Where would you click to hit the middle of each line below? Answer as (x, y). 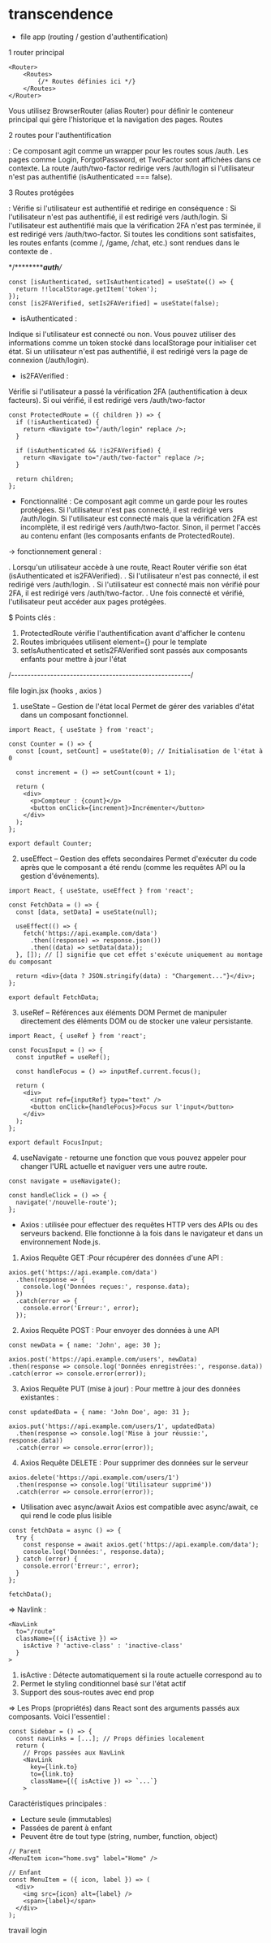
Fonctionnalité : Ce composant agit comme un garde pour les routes (134, 501)
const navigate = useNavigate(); (65, 1181)
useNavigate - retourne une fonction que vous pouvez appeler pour (133, 1158)
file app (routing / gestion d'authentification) (94, 37)
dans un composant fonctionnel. (74, 715)
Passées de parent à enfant (66, 1828)
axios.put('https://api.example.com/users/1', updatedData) (112, 1426)
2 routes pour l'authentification (60, 135)
